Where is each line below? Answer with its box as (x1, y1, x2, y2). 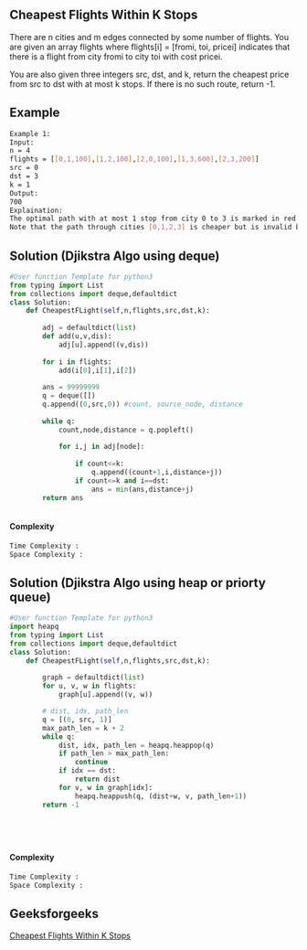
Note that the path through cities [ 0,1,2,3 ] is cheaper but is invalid (9, 223, 292, 232)
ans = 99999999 (42, 383, 101, 392)
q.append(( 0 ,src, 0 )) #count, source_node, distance (42, 400, 244, 410)
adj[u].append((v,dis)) (58, 340, 149, 349)
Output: (9, 188, 39, 197)
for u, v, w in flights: (42, 681, 137, 691)
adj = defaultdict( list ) (42, 324, 137, 333)
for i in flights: (42, 357, 112, 367)
